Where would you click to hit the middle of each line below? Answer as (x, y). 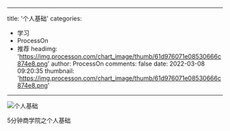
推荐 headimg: (37, 49)
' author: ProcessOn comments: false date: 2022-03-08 (126, 63)
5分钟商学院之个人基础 (39, 120)
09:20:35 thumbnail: (46, 71)
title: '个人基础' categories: (44, 18)
